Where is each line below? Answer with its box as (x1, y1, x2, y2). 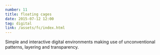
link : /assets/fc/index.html (5, 26, 65, 30)
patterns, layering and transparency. (5, 44, 79, 50)
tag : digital (5, 21, 32, 26)
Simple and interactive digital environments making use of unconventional (5, 39, 156, 45)
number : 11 (5, 7, 28, 12)
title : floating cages (5, 12, 52, 17)
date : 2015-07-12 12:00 (5, 16, 54, 21)
